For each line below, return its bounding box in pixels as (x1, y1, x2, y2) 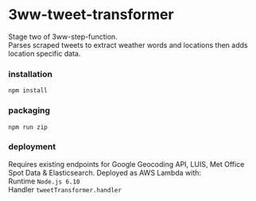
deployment (8, 141, 56, 153)
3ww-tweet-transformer (8, 6, 174, 24)
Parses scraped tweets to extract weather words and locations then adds (8, 40, 248, 49)
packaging (8, 105, 50, 116)
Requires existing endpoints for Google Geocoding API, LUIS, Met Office (8, 159, 245, 168)
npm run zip (8, 123, 48, 131)
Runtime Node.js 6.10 (8, 176, 80, 186)
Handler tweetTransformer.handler (8, 184, 122, 194)
